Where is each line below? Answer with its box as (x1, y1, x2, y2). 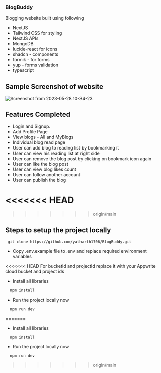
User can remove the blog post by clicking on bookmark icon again (12, 155, 152, 162)
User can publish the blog (12, 177, 66, 183)
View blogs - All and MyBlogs (12, 134, 74, 140)
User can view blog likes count (12, 166, 76, 172)
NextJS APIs (12, 35, 39, 41)
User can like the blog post (12, 161, 69, 167)
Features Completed (5, 110, 70, 119)
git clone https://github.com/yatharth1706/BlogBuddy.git (7, 239, 132, 244)
